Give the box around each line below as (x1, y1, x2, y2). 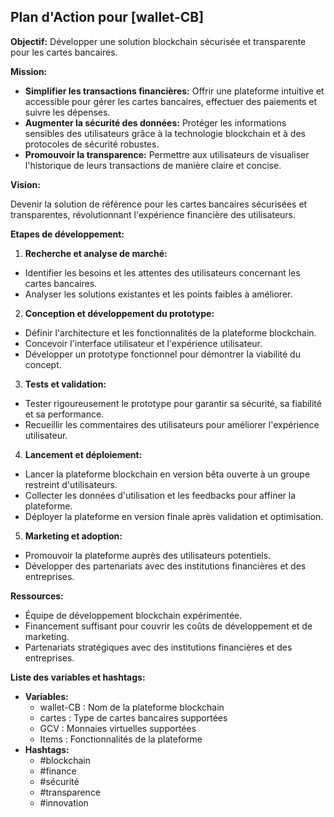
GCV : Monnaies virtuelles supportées (39, 722, 197, 734)
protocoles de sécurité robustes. (24, 138, 160, 150)
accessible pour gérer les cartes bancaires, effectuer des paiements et (24, 95, 318, 107)
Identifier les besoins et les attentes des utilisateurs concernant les (24, 266, 301, 279)
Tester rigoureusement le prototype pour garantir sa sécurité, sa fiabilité (24, 397, 322, 409)
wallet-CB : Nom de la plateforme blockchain (39, 701, 225, 713)
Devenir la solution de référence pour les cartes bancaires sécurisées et (10, 198, 308, 210)
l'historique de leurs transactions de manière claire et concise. (24, 159, 282, 171)
